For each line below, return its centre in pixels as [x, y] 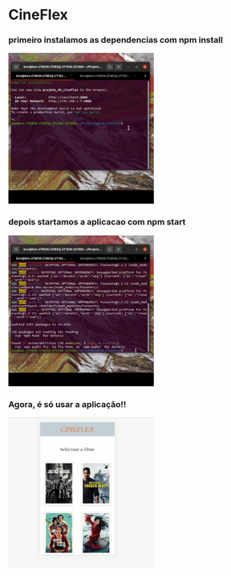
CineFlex [38, 15]
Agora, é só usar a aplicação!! [67, 404]
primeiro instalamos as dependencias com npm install [115, 40]
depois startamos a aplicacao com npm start [97, 222]
